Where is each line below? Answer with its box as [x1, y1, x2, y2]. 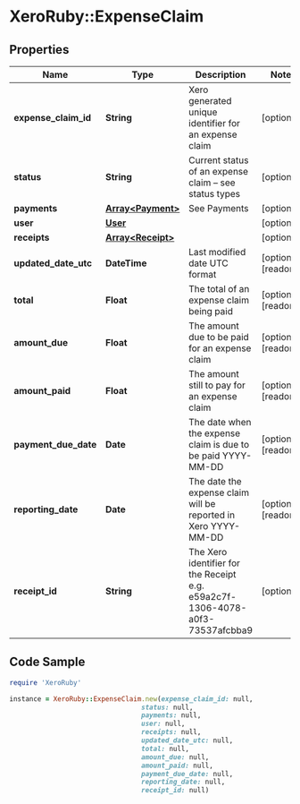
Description [195, 69, 246, 81]
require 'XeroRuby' [9, 678, 82, 687]
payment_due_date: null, [141, 769, 234, 778]
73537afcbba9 [188, 624, 253, 637]
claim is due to [188, 439, 250, 450]
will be [188, 498, 216, 509]
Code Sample [9, 654, 86, 670]
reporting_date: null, [141, 777, 226, 787]
